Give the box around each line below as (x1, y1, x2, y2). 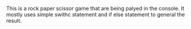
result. (6, 17, 22, 24)
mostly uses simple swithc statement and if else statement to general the (6, 11, 186, 18)
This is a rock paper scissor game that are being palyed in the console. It (6, 5, 184, 12)
